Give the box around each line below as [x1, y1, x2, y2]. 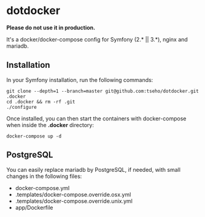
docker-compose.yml [15, 184, 70, 191]
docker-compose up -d [6, 133, 62, 139]
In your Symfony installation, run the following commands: [6, 76, 153, 83]
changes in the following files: [6, 172, 82, 180]
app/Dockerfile [15, 204, 53, 211]
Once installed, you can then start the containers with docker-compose [6, 114, 187, 122]
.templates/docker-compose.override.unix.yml [15, 197, 133, 205]
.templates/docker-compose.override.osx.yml [15, 191, 131, 198]
